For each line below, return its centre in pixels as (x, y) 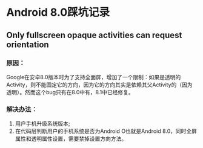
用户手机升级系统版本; (43, 124)
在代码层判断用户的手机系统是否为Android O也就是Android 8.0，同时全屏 (106, 131)
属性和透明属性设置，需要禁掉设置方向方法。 (71, 139)
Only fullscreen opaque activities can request (94, 35)
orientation (28, 44)
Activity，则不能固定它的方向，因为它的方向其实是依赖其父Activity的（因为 (99, 85)
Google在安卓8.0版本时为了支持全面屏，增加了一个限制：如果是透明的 (94, 77)
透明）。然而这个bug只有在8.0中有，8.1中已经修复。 (70, 92)
